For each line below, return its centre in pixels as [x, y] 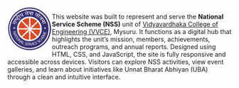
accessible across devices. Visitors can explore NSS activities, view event [116, 62]
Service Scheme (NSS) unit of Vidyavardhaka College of [135, 24]
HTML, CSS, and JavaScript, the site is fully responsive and [139, 54]
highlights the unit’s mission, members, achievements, [131, 39]
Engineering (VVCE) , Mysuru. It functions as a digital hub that [142, 32]
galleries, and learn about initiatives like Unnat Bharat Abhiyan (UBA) [108, 69]
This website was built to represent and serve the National [138, 17]
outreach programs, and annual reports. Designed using [134, 47]
